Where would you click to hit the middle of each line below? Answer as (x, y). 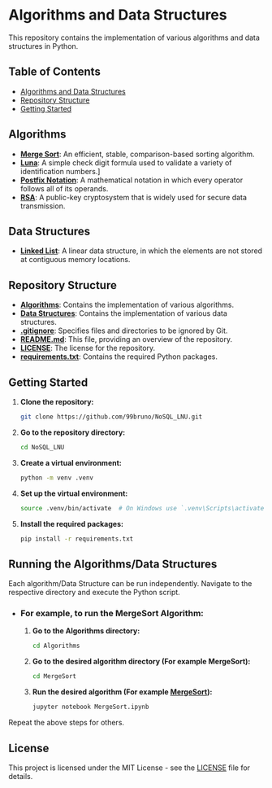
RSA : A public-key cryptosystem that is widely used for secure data (134, 197)
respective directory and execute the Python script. (94, 593)
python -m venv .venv (56, 478)
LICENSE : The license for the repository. (88, 348)
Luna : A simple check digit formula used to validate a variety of (126, 162)
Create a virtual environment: (71, 462)
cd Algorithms (56, 646)
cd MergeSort (54, 676)
